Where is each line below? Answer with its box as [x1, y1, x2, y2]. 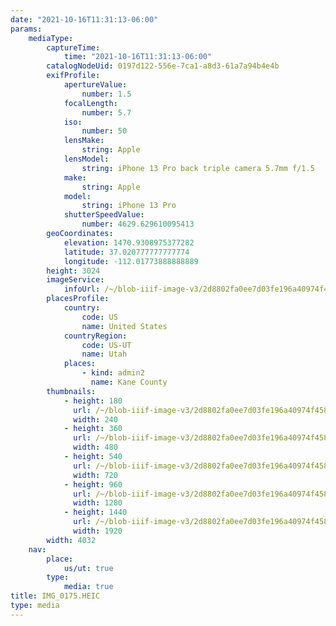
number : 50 [81, 126, 128, 136]
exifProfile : [46, 71, 101, 81]
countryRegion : [63, 331, 128, 341]
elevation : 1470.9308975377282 [63, 237, 195, 248]
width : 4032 [46, 535, 97, 545]
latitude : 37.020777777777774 [63, 247, 190, 257]
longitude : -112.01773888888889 [63, 256, 199, 266]
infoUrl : [63, 284, 101, 295]
